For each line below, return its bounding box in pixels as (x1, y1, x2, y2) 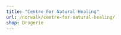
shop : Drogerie (6, 20, 44, 26)
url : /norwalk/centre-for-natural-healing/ (6, 14, 116, 20)
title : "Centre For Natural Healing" (6, 8, 100, 15)
